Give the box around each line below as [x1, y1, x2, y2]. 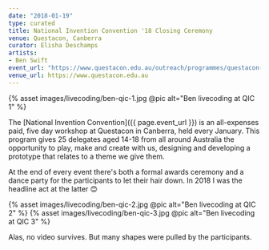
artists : [8, 49, 38, 57]
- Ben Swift [8, 57, 48, 65]
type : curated [8, 19, 56, 27]
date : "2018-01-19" [8, 11, 74, 20]
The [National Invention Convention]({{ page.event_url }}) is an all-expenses [8, 117, 259, 127]
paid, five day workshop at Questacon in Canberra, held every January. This [8, 126, 260, 135]
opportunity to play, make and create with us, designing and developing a [8, 143, 251, 152]
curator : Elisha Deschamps [8, 42, 98, 50]
